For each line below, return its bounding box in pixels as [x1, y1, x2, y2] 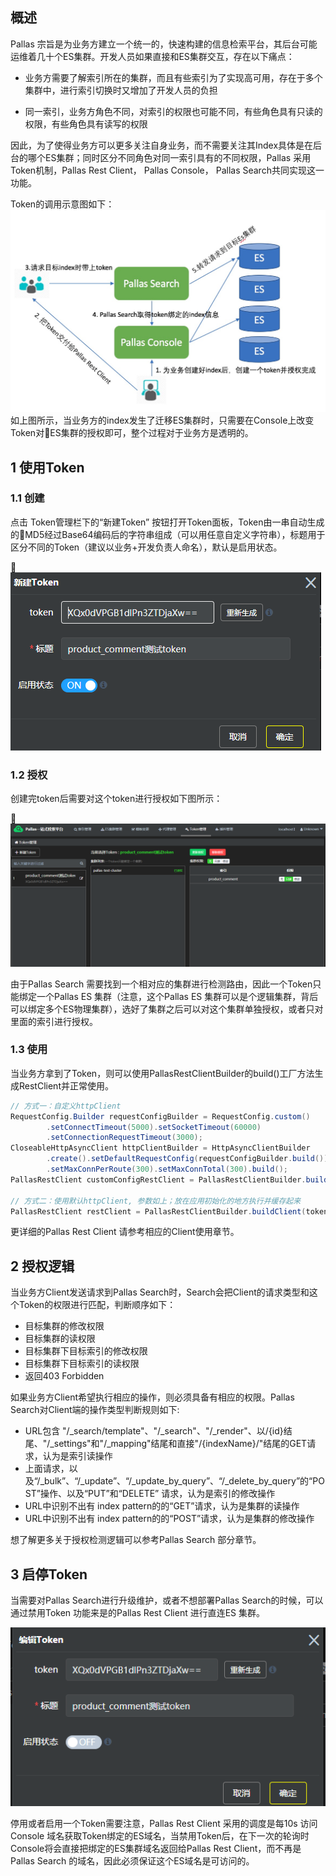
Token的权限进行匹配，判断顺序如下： [18, 1299, 177, 1311]
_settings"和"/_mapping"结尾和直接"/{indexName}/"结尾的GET [49, 1438, 308, 1450]
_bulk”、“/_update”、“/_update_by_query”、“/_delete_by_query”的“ [39, 1475, 313, 1487]
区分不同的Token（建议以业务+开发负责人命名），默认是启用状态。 [10, 541, 283, 553]
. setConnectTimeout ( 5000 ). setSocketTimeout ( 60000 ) [46, 1122, 262, 1132]
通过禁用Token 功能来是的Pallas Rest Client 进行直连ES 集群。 [10, 1607, 266, 1619]
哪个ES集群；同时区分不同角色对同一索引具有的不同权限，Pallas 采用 [27, 151, 312, 163]
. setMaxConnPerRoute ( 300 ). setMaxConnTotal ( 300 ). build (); [46, 1164, 288, 1175]
